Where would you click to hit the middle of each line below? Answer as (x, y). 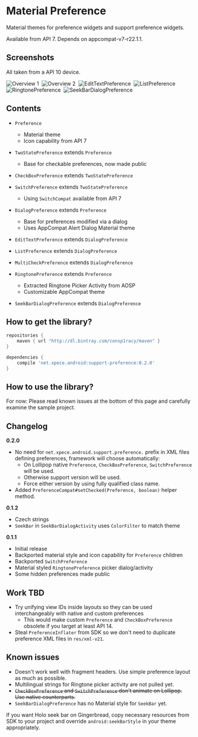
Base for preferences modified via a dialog (76, 221)
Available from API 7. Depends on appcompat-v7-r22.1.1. (75, 39)
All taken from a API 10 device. (43, 72)
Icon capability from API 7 (55, 140)
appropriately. (23, 727)
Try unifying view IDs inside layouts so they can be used (84, 607)
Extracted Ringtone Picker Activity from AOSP (79, 285)
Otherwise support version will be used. (72, 478)
